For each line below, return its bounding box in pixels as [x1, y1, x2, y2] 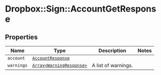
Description [98, 47, 126, 54]
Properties [5, 33, 38, 41]
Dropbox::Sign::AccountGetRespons [5, 3, 157, 15]
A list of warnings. [91, 62, 133, 69]
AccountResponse [32, 56, 70, 61]
